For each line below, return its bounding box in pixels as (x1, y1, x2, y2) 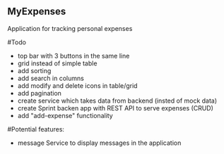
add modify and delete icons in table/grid (17, 81, 138, 90)
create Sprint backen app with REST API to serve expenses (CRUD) (17, 103, 214, 112)
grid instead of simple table (17, 59, 98, 68)
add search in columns (17, 74, 85, 82)
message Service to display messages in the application (17, 139, 182, 147)
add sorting (17, 66, 52, 75)
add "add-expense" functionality (17, 111, 113, 120)
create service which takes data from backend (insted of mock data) (17, 96, 218, 105)
